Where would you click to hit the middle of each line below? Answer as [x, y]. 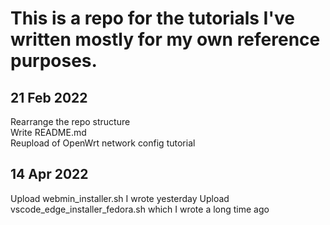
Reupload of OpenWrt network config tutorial [103, 143]
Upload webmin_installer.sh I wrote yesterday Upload [120, 198]
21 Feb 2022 [49, 97]
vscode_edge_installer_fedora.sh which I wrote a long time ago [140, 209]
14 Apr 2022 [49, 174]
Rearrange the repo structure [70, 121]
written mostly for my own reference [165, 39]
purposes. [54, 61]
